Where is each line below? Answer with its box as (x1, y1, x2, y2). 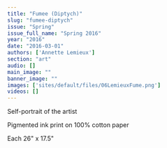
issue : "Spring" (7, 23, 55, 30)
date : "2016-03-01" (7, 43, 64, 50)
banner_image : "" (7, 75, 58, 82)
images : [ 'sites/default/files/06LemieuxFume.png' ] (7, 82, 161, 89)
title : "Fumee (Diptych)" (7, 10, 82, 17)
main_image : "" (7, 68, 52, 75)
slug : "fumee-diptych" (7, 17, 73, 24)
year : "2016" (7, 36, 45, 43)
